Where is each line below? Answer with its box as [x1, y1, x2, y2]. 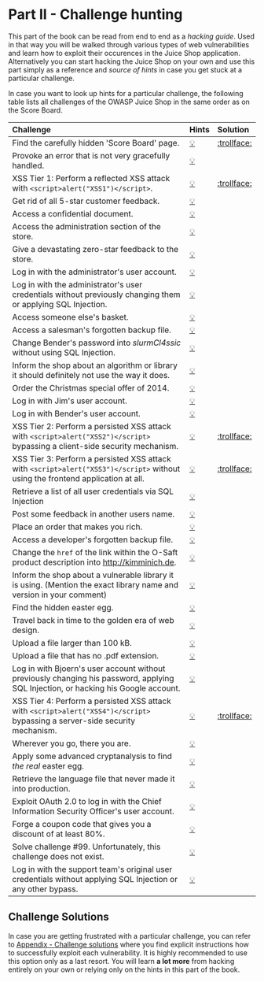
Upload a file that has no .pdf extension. [12, 650, 159, 661]
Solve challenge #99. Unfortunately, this [12, 841, 161, 852]
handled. [12, 160, 45, 171]
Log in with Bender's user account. [12, 408, 141, 419]
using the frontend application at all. [12, 472, 145, 484]
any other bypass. [12, 884, 79, 895]
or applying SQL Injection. [12, 298, 108, 309]
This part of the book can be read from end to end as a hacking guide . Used [8, 31, 255, 41]
